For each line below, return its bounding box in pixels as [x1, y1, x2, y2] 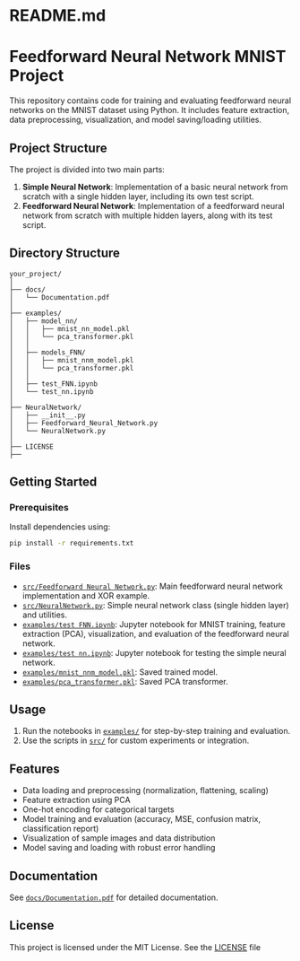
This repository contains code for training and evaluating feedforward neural [9, 95, 292, 106]
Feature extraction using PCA [21, 795, 132, 806]
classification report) [21, 823, 99, 834]
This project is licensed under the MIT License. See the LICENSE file [9, 941, 261, 952]
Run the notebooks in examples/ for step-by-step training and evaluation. [21, 726, 291, 737]
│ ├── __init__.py [9, 410, 87, 420]
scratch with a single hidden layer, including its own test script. [21, 190, 254, 202]
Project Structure [9, 140, 107, 155]
